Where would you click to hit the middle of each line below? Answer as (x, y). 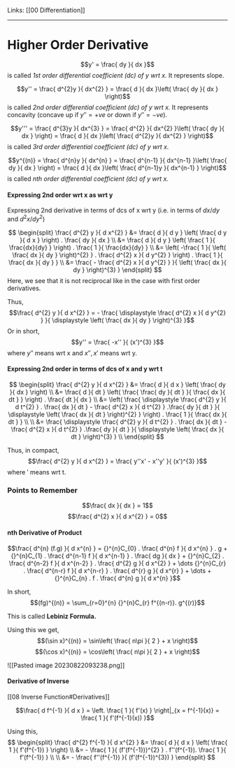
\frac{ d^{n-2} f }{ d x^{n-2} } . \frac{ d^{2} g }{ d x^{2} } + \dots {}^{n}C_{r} (117, 563)
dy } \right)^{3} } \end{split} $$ (117, 270)
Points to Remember (43, 490)
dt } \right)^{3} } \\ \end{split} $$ (117, 437)
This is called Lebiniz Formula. (52, 616)
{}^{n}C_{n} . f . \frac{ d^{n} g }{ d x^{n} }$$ (117, 578)
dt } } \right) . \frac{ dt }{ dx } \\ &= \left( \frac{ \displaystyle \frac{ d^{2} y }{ (117, 399)
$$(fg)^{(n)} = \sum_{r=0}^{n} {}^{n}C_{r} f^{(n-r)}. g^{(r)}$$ (117, 603)
